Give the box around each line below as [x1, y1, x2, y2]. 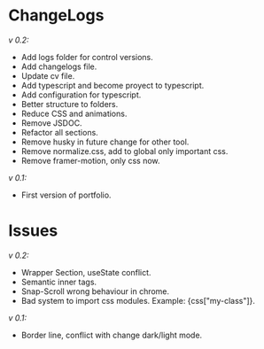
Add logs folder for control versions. [20, 51, 154, 62]
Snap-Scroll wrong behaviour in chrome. [20, 285, 170, 297]
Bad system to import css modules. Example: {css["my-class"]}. [20, 295, 256, 306]
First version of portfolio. [20, 190, 112, 200]
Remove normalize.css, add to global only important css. [20, 145, 229, 156]
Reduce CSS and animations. [20, 108, 128, 119]
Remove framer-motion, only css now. [20, 155, 160, 166]
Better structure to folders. [20, 98, 119, 109]
